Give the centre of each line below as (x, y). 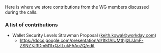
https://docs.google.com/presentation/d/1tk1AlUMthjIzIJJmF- (81, 40)
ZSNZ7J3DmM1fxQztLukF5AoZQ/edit (57, 46)
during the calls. (21, 12)
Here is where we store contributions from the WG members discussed (77, 7)
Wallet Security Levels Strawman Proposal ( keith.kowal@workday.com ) (84, 35)
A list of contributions (31, 25)
